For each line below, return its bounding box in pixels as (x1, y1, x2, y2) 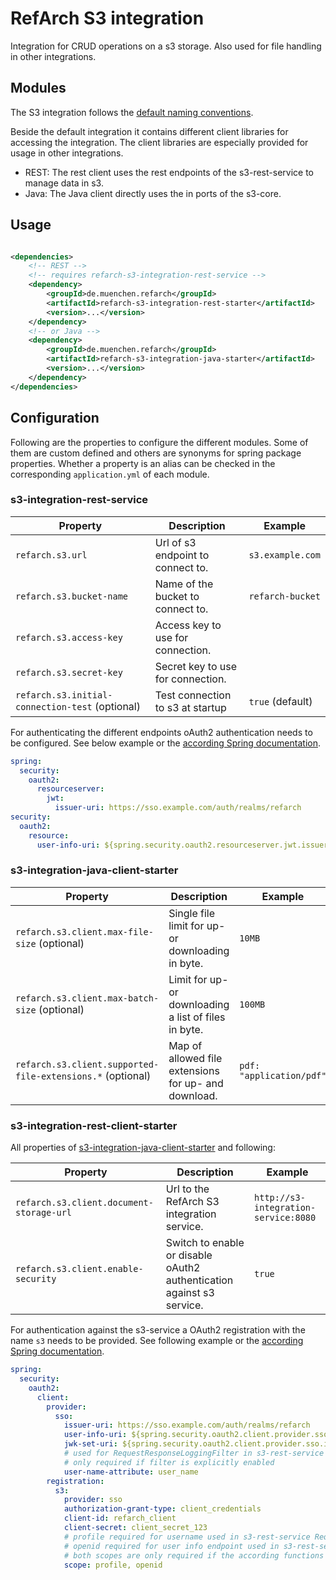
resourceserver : (36, 784, 105, 794)
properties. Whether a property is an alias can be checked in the (10, 457, 276, 469)
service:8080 (254, 1212, 317, 1224)
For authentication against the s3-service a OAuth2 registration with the (10, 1324, 306, 1336)
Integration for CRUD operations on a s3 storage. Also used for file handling (10, 40, 322, 52)
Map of (168, 1038, 203, 1052)
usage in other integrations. (10, 147, 124, 159)
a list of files (168, 1010, 226, 1024)
